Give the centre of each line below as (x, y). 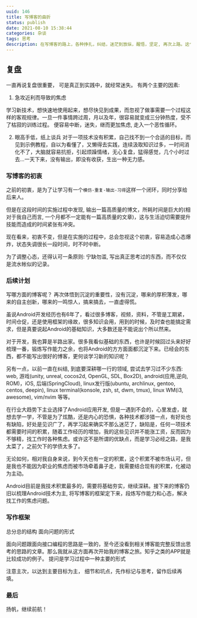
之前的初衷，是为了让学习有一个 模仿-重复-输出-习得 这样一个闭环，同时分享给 (97, 189)
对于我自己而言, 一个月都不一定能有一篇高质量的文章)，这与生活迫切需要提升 (98, 217)
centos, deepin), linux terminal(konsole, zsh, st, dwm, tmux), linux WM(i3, (95, 390)
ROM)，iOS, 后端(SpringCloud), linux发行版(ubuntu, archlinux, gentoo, (91, 383)
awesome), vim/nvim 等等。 (40, 397)
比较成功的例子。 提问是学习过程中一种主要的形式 (66, 559)
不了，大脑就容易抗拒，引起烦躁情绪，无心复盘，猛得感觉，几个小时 (102, 152)
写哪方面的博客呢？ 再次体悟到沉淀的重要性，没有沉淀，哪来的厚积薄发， (94, 295)
